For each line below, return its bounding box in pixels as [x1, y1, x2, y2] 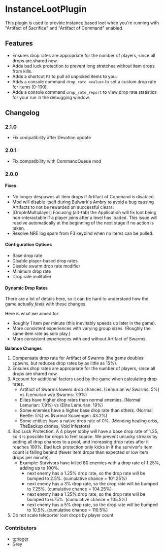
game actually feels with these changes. [5, 301, 87, 307]
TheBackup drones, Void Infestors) [19, 423, 91, 429]
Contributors [5, 524, 37, 531]
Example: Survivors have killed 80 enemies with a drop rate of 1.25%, [19, 460, 161, 466]
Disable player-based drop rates [12, 258, 78, 264]
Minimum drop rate [12, 268, 51, 274]
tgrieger [12, 536, 29, 542]
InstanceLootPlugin [5, 3, 87, 15]
